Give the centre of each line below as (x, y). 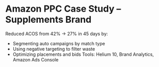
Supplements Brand (48, 20)
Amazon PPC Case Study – (63, 9)
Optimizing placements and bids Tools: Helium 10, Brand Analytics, (83, 54)
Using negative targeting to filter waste (54, 49)
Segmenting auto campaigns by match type (59, 43)
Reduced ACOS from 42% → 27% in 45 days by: (57, 33)
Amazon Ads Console (36, 59)
